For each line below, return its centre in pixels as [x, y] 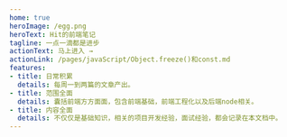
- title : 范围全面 [42, 93]
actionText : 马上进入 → [51, 51]
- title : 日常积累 [42, 77]
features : [28, 68]
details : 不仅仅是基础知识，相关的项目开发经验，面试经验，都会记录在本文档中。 [150, 118]
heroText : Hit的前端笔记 [53, 34]
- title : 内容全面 [42, 110]
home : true [30, 18]
